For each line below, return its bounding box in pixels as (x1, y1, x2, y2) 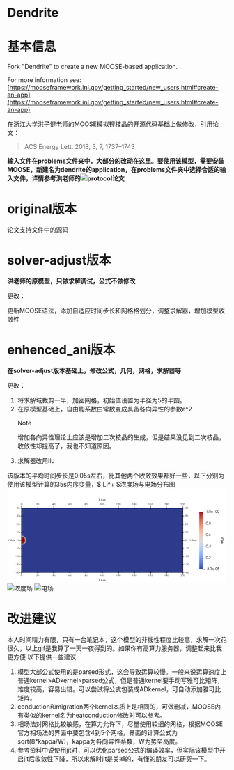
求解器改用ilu (17, 456, 55, 464)
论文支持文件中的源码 (7, 226, 68, 234)
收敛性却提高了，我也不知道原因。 (17, 441, 116, 450)
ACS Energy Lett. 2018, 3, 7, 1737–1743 (24, 143, 135, 151)
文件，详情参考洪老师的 (13, 174, 81, 182)
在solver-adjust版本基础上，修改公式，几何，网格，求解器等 (7, 366, 182, 375)
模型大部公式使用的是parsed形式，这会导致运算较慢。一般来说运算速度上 (17, 667, 227, 676)
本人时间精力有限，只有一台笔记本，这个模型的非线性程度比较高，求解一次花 (7, 635, 227, 643)
